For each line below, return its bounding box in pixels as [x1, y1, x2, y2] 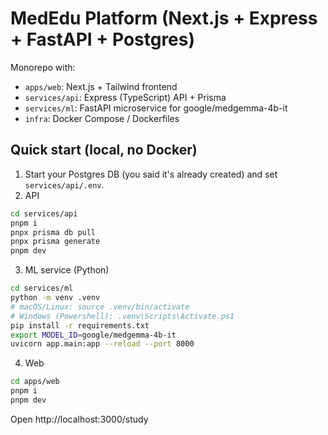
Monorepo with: [10, 61, 76, 73]
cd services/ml [10, 283, 74, 294]
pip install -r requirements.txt [10, 320, 150, 331]
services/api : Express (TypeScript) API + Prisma [24, 91, 227, 103]
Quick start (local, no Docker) [10, 142, 198, 159]
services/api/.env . [24, 178, 105, 191]
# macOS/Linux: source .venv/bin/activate [10, 302, 190, 312]
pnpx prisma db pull [10, 227, 97, 237]
